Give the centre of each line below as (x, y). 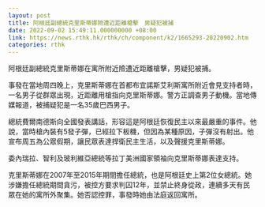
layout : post (30, 15)
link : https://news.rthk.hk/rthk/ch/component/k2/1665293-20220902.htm (128, 38)
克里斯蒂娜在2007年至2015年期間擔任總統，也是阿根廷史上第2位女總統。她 (130, 175)
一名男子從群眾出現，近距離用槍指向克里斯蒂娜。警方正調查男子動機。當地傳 (132, 95)
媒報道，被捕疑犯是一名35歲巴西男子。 (71, 105)
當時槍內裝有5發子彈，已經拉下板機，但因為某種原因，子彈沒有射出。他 (138, 132)
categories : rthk (37, 45)
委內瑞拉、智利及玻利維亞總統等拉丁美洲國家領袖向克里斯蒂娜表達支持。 (125, 158)
